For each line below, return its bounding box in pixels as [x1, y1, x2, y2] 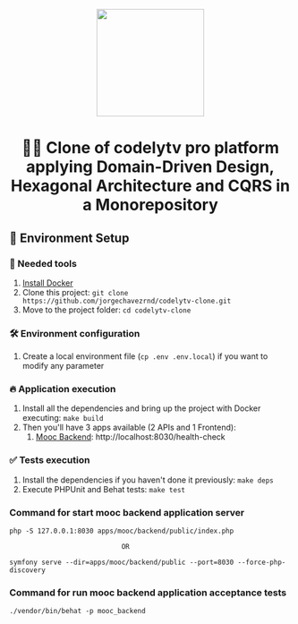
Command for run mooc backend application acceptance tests [9, 586, 287, 599]
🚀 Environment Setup [9, 230, 130, 245]
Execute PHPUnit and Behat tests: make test [21, 483, 186, 494]
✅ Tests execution [9, 454, 90, 466]
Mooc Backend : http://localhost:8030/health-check [35, 432, 226, 442]
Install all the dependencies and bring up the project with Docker [21, 403, 261, 414]
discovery [9, 566, 47, 575]
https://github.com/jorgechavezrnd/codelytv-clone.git [21, 296, 232, 305]
